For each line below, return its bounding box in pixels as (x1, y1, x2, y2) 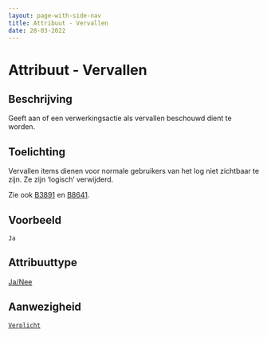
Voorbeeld (8, 213, 62, 227)
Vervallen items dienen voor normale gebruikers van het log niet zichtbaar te (8, 167, 260, 176)
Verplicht (8, 321, 41, 329)
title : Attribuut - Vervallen (8, 19, 109, 27)
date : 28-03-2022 (8, 26, 66, 34)
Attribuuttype (8, 256, 77, 269)
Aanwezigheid (8, 300, 82, 314)
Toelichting (8, 145, 66, 159)
